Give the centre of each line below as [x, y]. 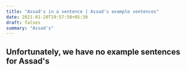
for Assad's [28, 61]
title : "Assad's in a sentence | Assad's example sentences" [83, 11]
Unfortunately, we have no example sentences [93, 51]
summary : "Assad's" [30, 28]
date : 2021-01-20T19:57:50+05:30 [47, 17]
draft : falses [24, 22]
